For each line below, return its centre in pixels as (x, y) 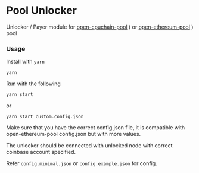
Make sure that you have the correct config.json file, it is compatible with (96, 128)
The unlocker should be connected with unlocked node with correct (89, 146)
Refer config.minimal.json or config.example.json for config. (82, 163)
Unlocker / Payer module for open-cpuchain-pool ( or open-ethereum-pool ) (100, 27)
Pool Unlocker (42, 10)
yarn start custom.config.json (45, 117)
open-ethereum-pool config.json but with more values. (74, 134)
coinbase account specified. (41, 152)
